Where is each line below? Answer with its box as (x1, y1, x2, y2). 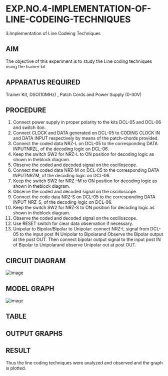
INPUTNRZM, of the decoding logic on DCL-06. (12, 173, 110, 179)
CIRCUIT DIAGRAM (5, 257, 66, 265)
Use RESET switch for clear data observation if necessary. (12, 220, 133, 226)
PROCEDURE (5, 106, 46, 114)
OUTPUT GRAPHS (5, 329, 63, 338)
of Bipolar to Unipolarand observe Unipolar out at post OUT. (12, 242, 136, 248)
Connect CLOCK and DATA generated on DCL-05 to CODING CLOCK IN (12, 130, 160, 136)
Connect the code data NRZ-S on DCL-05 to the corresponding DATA (12, 194, 155, 200)
